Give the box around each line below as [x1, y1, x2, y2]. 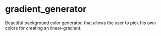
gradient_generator [5, 3, 87, 15]
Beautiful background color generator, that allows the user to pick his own [5, 20, 156, 26]
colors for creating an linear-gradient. [5, 25, 82, 31]
